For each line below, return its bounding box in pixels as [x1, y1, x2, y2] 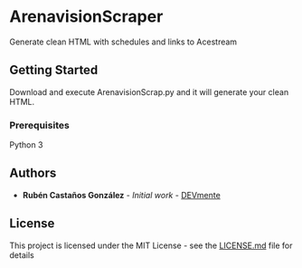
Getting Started [9, 62, 99, 78]
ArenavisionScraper [9, 6, 164, 27]
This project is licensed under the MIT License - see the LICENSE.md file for [9, 240, 293, 251]
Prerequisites [9, 119, 70, 131]
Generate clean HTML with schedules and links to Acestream [9, 36, 238, 47]
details [9, 249, 34, 260]
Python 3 [9, 139, 43, 150]
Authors [9, 166, 57, 181]
